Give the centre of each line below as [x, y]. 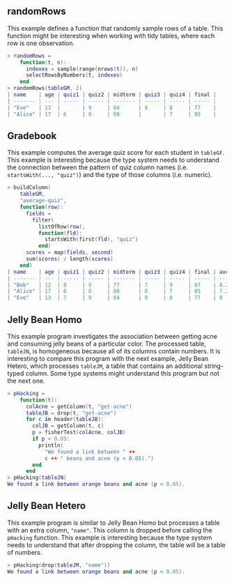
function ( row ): [42, 207]
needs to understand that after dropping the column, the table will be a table [117, 545]
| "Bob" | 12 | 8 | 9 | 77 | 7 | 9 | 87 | [112, 285]
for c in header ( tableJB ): [65, 420]
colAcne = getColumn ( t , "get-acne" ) [79, 406]
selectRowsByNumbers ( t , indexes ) [74, 75]
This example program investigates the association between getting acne [112, 336]
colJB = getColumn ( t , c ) [68, 426]
